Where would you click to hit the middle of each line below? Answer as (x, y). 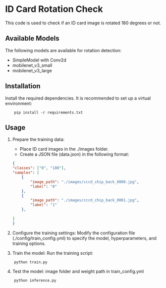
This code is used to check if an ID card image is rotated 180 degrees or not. (83, 23)
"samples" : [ (26, 173)
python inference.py (35, 280)
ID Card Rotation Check (54, 9)
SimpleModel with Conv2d (39, 60)
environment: (19, 103)
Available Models (32, 38)
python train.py (31, 262)
